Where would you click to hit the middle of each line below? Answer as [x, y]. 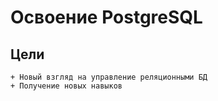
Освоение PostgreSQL [106, 17]
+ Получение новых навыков [66, 86]
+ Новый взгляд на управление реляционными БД [109, 77]
